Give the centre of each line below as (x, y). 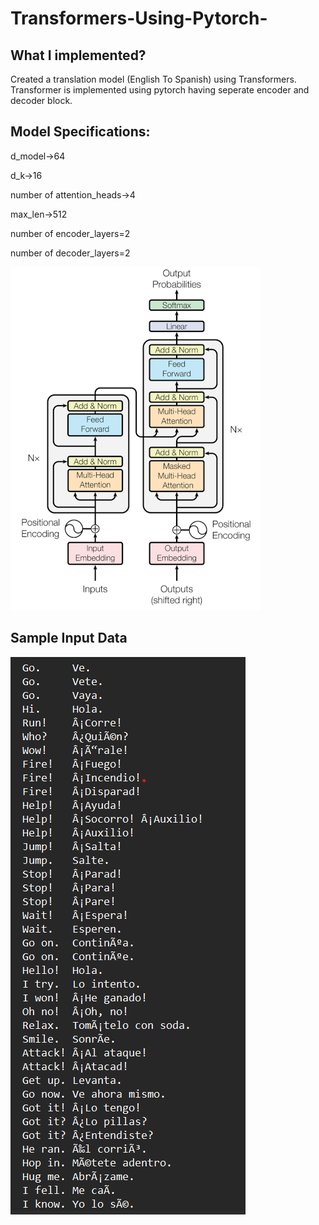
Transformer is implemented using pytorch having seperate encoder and (160, 90)
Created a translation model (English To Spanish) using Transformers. (153, 79)
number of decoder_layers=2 (70, 253)
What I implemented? (78, 55)
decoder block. (41, 100)
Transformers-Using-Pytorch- (139, 18)
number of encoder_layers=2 (70, 233)
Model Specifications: (80, 132)
